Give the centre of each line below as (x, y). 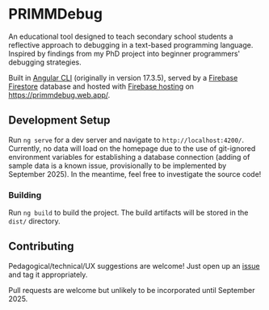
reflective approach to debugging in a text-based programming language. (131, 44)
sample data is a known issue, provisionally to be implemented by (118, 165)
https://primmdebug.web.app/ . (59, 94)
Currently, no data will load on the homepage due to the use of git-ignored (132, 148)
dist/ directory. (34, 221)
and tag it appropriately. (48, 274)
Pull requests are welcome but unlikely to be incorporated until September (132, 290)
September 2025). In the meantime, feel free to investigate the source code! (135, 174)
